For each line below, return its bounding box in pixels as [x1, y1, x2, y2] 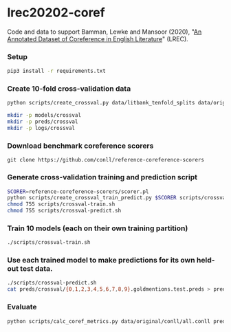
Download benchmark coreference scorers [7, 141, 154, 151]
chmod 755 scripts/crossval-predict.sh [7, 208, 122, 214]
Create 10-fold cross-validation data [7, 84, 131, 93]
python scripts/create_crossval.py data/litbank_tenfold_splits [7, 100, 195, 107]
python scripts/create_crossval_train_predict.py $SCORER [7, 195, 177, 201]
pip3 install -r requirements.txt [7, 67, 107, 75]
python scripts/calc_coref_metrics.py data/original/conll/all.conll [7, 318, 211, 324]
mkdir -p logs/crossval [7, 125, 76, 132]
